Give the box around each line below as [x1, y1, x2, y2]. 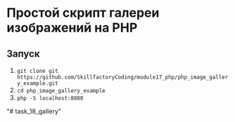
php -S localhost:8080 [16, 95, 84, 102]
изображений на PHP [6, 20, 138, 36]
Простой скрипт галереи [6, 5, 160, 21]
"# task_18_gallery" [6, 107, 61, 115]
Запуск [6, 48, 40, 60]
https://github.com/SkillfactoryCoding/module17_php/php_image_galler [16, 74, 229, 81]
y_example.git [16, 80, 58, 87]
